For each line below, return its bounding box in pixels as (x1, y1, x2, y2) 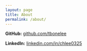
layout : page (5, 7, 33, 13)
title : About (5, 12, 33, 17)
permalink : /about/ (5, 17, 47, 22)
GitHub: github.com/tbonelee (5, 31, 67, 37)
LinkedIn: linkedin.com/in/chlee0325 (5, 40, 82, 46)
